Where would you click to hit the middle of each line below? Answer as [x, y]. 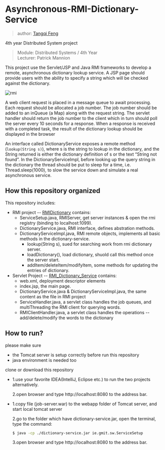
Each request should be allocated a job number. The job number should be [81, 108]
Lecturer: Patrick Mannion [44, 57]
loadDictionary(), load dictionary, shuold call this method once [90, 254]
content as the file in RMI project [53, 296]
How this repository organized [53, 191]
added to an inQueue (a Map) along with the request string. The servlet [77, 113]
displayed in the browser [30, 134]
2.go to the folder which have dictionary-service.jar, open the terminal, [84, 419]
